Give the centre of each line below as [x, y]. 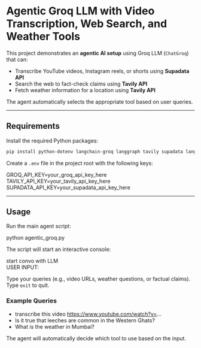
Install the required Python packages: [52, 140]
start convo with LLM [32, 261]
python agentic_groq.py [35, 238]
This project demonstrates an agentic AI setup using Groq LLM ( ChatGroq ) [98, 53]
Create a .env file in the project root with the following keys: [80, 163]
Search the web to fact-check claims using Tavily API [81, 84]
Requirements [33, 126]
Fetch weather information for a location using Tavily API [85, 90]
